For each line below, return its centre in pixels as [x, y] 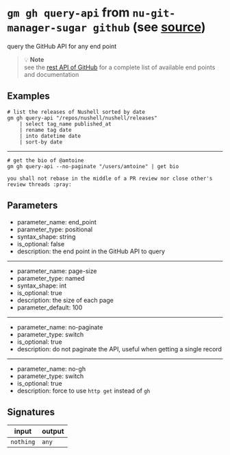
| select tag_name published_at [65, 124]
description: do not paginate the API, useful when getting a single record [119, 349]
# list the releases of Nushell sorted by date [76, 112]
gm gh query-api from [68, 13]
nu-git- [154, 13]
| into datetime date [50, 136]
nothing [23, 442]
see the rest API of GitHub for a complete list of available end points [119, 67]
